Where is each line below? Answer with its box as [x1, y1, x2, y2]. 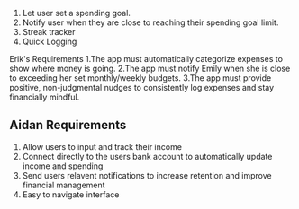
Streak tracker [22, 27, 76, 37]
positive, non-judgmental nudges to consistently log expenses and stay [9, 83, 275, 92]
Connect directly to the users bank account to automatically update [22, 151, 273, 161]
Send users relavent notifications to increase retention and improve [22, 170, 272, 180]
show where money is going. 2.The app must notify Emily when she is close [9, 63, 291, 74]
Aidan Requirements [9, 118, 127, 133]
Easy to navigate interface [22, 188, 120, 200]
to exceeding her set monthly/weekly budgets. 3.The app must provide [9, 73, 272, 83]
